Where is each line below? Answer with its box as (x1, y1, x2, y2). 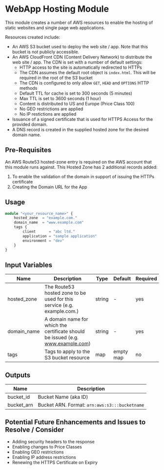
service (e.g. (44, 302, 74, 308)
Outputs (5, 371, 31, 379)
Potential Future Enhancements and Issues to (5, 418, 146, 427)
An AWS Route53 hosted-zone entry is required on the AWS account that (5, 159, 152, 164)
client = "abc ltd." (22, 229, 76, 234)
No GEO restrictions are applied (19, 106, 83, 112)
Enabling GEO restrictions (12, 449, 64, 455)
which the (44, 322, 67, 329)
